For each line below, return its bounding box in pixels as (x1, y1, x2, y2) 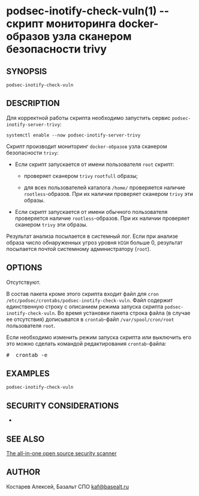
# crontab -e (6, 352, 48, 358)
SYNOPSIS (6, 66, 47, 76)
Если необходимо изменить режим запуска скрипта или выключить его (6, 334, 192, 341)
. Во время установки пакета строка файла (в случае (54, 309, 191, 316)
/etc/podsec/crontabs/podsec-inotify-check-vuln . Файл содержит (6, 297, 173, 304)
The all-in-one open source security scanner (6, 450, 117, 457)
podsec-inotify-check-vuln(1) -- (6, 4, 170, 18)
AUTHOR (6, 467, 41, 477)
